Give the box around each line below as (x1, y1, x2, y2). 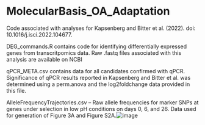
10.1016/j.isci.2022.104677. (6, 30, 73, 38)
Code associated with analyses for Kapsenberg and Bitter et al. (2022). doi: (6, 24, 196, 32)
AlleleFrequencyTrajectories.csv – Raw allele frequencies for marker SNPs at (6, 99, 199, 106)
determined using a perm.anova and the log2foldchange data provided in (6, 80, 190, 88)
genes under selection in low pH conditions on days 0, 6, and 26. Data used (6, 105, 196, 112)
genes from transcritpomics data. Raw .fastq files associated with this (6, 49, 182, 56)
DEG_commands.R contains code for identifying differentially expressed (6, 43, 187, 50)
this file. (6, 87, 26, 94)
